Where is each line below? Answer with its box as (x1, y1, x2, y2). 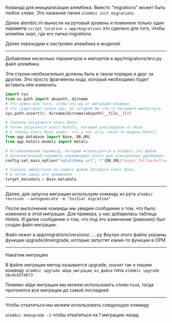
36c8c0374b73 (5, 273, 33, 278)
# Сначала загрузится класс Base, (5, 120, 79, 125)
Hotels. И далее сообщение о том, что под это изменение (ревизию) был (5, 216, 165, 222)
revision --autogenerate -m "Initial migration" (5, 196, 111, 201)
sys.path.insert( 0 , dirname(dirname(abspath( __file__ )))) (5, 110, 132, 116)
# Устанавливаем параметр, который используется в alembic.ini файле (5, 148, 157, 154)
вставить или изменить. (5, 82, 58, 88)
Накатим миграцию (5, 252, 49, 258)
